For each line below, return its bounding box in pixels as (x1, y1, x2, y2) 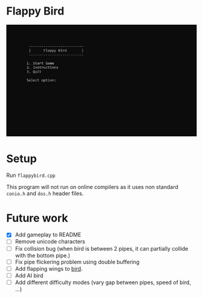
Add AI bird (14, 271, 43, 279)
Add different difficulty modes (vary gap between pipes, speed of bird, (14, 279, 192, 286)
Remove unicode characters (14, 238, 86, 245)
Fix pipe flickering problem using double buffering (14, 258, 140, 265)
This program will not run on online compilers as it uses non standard (6, 184, 178, 191)
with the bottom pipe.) (14, 251, 71, 259)
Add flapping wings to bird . (14, 265, 83, 272)
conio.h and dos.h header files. (6, 190, 84, 197)
